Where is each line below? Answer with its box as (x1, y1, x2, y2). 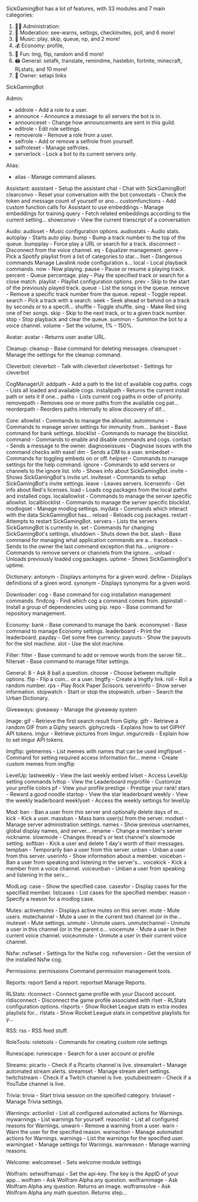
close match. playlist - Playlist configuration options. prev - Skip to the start (6, 278, 190, 285)
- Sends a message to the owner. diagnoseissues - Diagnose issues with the (6, 442, 193, 449)
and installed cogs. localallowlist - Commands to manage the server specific (6, 492, 192, 500)
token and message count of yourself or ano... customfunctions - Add (6, 198, 176, 204)
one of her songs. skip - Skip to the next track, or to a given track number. (6, 310, 186, 316)
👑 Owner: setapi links (14, 72, 67, 79)
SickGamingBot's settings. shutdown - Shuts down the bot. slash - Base (6, 530, 181, 537)
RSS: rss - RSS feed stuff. (6, 1027, 69, 1034)
